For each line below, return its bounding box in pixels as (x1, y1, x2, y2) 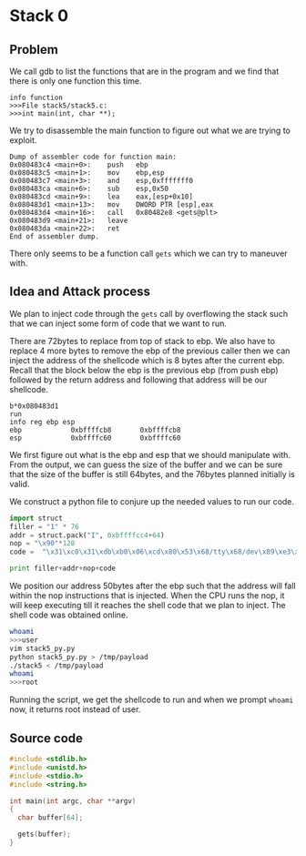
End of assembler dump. (9, 232, 100, 241)
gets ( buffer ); (17, 830, 71, 839)
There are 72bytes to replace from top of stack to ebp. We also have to (9, 335, 276, 346)
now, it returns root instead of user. (9, 704, 141, 715)
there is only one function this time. (9, 76, 142, 87)
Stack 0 (9, 5, 69, 26)
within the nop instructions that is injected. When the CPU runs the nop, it (9, 590, 285, 601)
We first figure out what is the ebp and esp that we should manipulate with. (9, 449, 291, 460)
